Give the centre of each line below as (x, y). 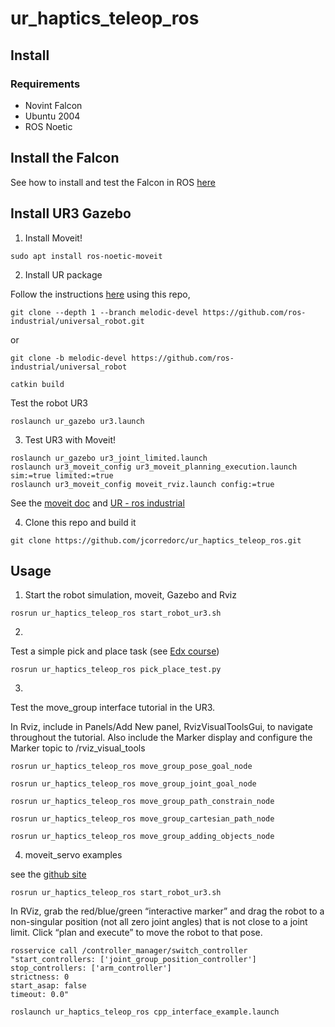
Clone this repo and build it (80, 522)
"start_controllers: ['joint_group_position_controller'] (133, 960)
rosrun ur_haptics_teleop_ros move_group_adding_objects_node (142, 837)
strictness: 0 (40, 977)
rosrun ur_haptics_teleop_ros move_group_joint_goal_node (133, 784)
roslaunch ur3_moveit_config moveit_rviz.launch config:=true (142, 484)
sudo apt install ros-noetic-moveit (86, 256)
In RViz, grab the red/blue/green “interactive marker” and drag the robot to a (167, 911)
